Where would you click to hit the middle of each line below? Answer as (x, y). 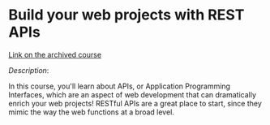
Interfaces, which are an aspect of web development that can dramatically (133, 94)
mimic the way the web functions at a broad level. (91, 112)
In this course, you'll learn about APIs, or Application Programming (120, 86)
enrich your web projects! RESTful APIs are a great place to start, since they (135, 103)
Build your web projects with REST (126, 15)
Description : (29, 70)
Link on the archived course (55, 54)
